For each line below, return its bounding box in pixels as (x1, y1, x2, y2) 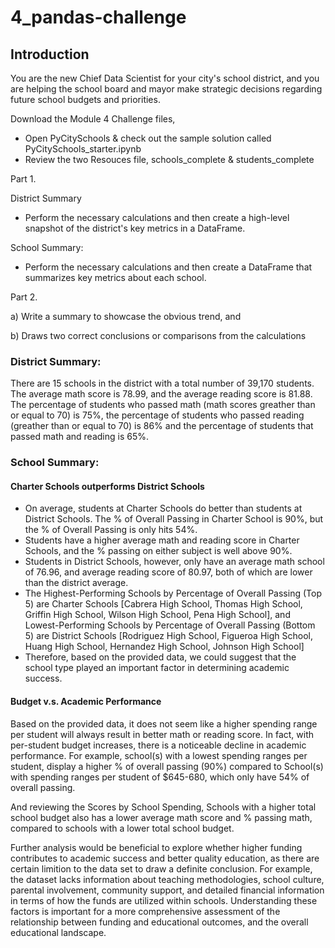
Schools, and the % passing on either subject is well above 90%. (24, 545, 293, 557)
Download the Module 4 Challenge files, (10, 113, 176, 125)
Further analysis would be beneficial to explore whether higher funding (10, 841, 303, 853)
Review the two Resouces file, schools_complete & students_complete (24, 154, 315, 165)
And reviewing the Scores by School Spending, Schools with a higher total (10, 801, 317, 813)
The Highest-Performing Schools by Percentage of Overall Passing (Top (24, 587, 322, 600)
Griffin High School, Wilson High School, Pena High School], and (24, 609, 291, 621)
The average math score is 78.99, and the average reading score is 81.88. (10, 388, 313, 400)
